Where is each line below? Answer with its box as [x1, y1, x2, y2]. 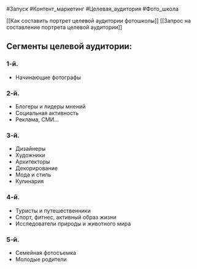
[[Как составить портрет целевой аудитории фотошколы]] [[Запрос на [6, 17, 191, 24]
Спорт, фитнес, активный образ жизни [15, 213, 117, 221]
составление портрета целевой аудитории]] [6, 24, 123, 31]
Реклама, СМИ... [15, 116, 60, 123]
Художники [15, 151, 45, 159]
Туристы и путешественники [15, 206, 91, 214]
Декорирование [15, 165, 58, 172]
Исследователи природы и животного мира [15, 220, 131, 227]
